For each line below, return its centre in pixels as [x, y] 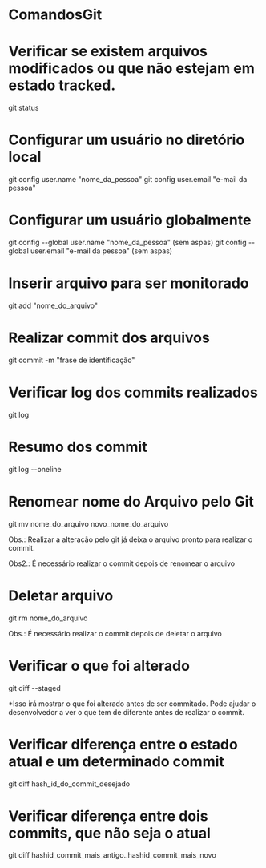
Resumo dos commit [78, 447]
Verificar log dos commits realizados [133, 392]
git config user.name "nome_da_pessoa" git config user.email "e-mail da [128, 180]
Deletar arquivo [61, 595]
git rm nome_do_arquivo [48, 618]
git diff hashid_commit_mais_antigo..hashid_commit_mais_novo [112, 855]
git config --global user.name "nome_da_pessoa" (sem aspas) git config [127, 242]
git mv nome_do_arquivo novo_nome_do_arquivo [89, 523]
